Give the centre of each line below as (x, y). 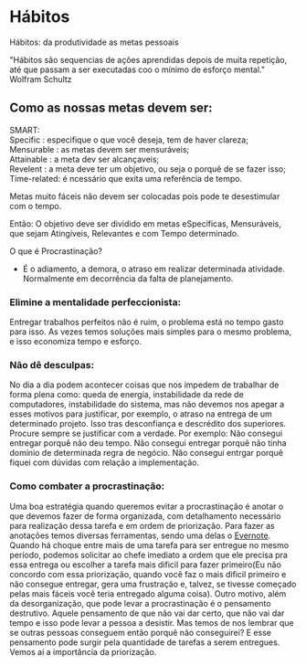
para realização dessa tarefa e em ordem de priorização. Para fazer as (142, 525)
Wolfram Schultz (41, 79)
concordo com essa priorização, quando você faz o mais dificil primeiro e (148, 574)
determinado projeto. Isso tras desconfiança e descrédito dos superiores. (148, 424)
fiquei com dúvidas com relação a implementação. (104, 462)
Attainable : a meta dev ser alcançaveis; (84, 159)
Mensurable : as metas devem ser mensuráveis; (100, 149)
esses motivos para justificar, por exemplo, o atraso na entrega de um (141, 414)
